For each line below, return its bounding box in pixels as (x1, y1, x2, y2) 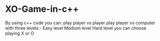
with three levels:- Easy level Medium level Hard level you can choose (5, 25, 147, 31)
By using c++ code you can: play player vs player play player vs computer (5, 20, 156, 26)
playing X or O (5, 30, 34, 36)
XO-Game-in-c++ (5, 3, 79, 15)
